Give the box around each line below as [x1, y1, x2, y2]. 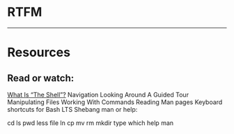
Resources [7, 44, 71, 60]
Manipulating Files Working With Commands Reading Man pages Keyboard [7, 98, 223, 106]
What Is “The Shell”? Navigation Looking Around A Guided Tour [7, 90, 189, 99]
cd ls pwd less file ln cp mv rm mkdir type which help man [7, 119, 174, 127]
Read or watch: [7, 72, 75, 84]
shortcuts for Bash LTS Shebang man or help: [7, 105, 138, 113]
